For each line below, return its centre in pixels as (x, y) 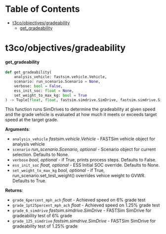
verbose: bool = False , (39, 86)
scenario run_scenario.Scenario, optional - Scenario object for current (84, 150)
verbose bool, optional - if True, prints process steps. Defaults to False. (84, 160)
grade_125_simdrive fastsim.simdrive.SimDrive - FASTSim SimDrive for (84, 221)
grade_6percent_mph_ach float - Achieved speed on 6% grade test (79, 200)
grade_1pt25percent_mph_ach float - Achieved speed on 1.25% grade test (86, 205)
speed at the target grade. (32, 120)
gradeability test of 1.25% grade (45, 226)
